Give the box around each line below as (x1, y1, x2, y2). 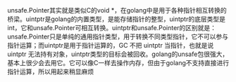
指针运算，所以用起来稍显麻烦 (7, 67, 94, 76)
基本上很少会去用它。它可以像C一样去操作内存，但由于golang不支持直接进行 (7, 59, 230, 67)
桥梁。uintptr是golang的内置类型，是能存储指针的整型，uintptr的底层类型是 (7, 15, 225, 23)
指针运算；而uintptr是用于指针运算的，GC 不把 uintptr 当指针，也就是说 (7, 41, 214, 49)
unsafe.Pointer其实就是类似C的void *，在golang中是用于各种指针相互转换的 (7, 6, 227, 14)
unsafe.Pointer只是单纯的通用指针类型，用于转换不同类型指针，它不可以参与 (7, 32, 229, 41)
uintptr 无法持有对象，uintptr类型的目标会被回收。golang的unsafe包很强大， (7, 50, 229, 58)
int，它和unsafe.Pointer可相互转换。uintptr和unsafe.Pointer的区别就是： (7, 24, 217, 32)
